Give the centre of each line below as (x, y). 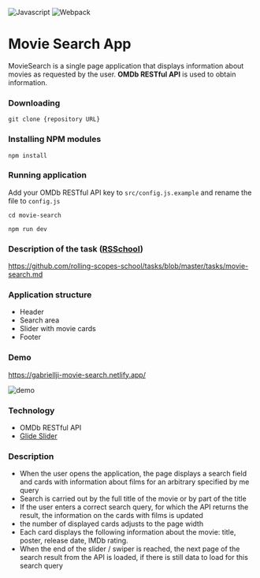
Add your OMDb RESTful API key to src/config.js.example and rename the (130, 192)
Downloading (34, 103)
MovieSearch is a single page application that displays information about (126, 65)
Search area (39, 320)
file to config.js (34, 200)
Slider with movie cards (58, 329)
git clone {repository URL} (54, 119)
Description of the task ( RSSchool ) (76, 248)
